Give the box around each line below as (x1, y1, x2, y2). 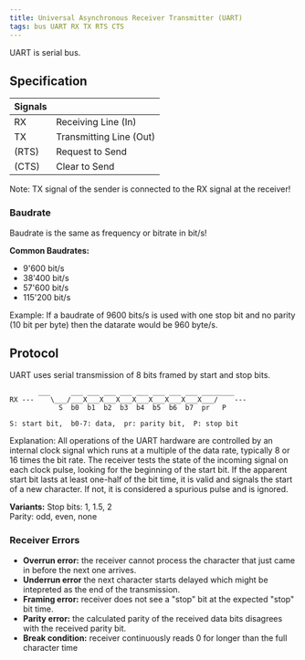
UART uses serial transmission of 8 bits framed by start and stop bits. (9, 370, 271, 381)
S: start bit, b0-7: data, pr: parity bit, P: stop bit (9, 419, 239, 429)
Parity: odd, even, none (9, 511, 98, 522)
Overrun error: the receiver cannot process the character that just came (22, 554, 296, 566)
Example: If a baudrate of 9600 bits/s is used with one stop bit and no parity (9, 309, 296, 320)
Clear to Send (56, 161, 115, 173)
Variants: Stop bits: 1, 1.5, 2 (9, 501, 112, 512)
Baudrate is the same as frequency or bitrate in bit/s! (9, 227, 207, 238)
